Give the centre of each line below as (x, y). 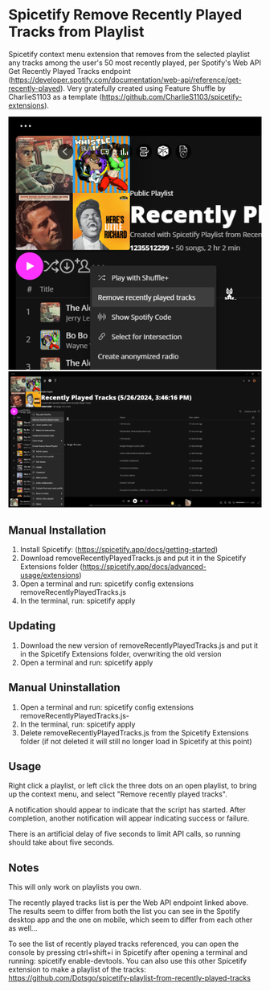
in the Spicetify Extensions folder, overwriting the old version (121, 653)
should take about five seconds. (61, 842)
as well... (23, 928)
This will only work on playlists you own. (75, 887)
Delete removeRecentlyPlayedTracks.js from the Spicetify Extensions (134, 732)
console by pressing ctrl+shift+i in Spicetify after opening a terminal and (128, 952)
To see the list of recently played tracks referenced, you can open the (124, 944)
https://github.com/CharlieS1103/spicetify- (172, 96)
